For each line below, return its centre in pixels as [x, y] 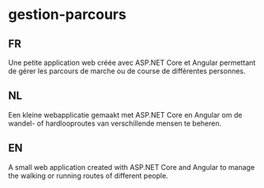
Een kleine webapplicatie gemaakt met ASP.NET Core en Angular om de [125, 115]
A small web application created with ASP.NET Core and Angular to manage [132, 167]
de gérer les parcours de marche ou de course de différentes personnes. [127, 71]
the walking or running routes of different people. [88, 175]
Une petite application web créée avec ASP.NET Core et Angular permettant [132, 62]
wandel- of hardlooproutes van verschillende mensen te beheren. [115, 123]
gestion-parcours [67, 15]
